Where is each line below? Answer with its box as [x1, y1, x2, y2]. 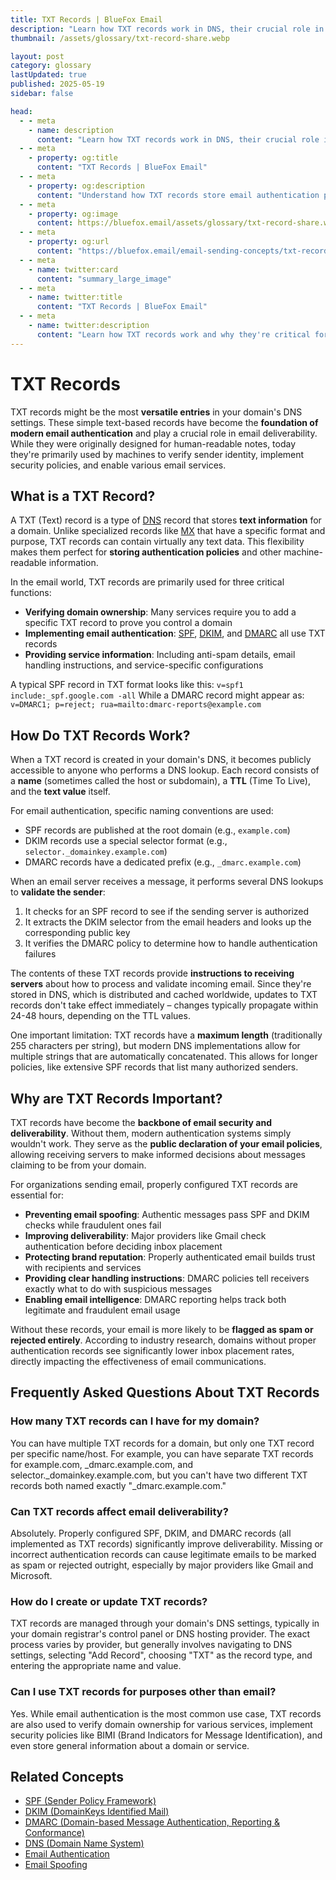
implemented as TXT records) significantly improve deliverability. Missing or [10, 1537, 324, 1550]
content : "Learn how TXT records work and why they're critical [36, 329, 311, 340]
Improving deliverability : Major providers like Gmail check [24, 1230, 267, 1241]
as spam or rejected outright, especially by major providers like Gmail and [10, 1559, 314, 1571]
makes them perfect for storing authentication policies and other [10, 546, 282, 558]
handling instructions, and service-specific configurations [24, 659, 264, 671]
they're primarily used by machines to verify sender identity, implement [10, 448, 305, 460]
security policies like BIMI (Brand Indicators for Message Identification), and [10, 1729, 323, 1741]
